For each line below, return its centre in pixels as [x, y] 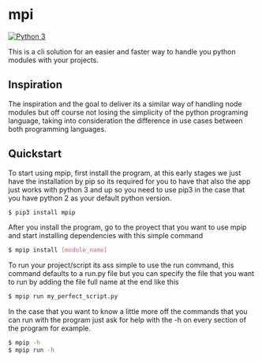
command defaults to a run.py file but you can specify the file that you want [131, 274]
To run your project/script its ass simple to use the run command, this [121, 265]
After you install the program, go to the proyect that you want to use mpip [127, 227]
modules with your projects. [53, 60]
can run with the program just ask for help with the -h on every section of [127, 320]
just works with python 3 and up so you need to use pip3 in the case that [127, 189]
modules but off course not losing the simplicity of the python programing [128, 112]
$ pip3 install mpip [42, 212]
